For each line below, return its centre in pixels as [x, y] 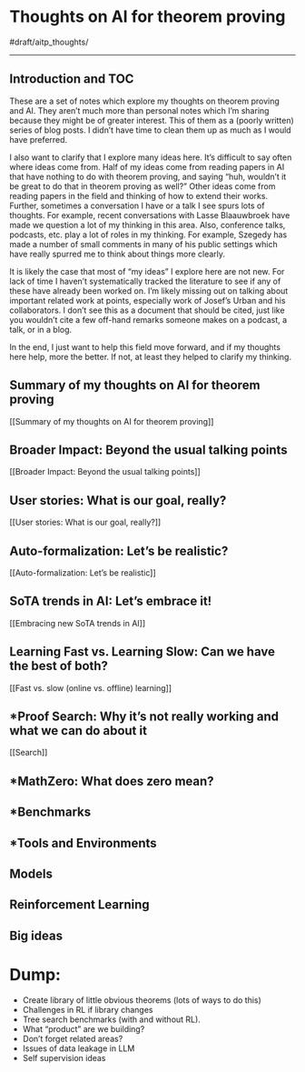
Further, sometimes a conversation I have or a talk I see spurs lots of [137, 205]
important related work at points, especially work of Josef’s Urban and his [148, 300]
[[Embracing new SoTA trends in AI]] [78, 623]
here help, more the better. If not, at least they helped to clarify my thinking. [151, 356]
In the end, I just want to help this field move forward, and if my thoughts [145, 346]
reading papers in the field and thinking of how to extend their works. [139, 195]
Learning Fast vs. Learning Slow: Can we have [142, 652]
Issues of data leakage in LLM [79, 1048]
